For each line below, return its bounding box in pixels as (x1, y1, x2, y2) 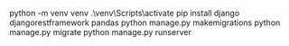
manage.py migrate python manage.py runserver (9, 27, 191, 37)
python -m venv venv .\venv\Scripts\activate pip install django (9, 8, 240, 18)
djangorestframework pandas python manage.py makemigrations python (9, 17, 281, 28)
